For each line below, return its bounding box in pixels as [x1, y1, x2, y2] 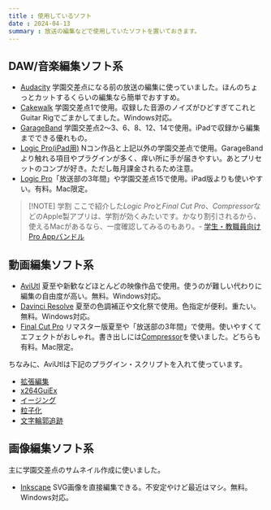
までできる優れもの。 [19, 133, 92, 143]
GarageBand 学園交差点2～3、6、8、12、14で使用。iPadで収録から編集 [19, 123, 261, 133]
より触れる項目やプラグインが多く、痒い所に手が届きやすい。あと [19, 154, 241, 163]
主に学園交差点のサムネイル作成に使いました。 [8, 464, 165, 474]
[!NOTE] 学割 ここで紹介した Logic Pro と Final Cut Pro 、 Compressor [28, 201, 254, 211]
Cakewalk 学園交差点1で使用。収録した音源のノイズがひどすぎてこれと [19, 102, 257, 112]
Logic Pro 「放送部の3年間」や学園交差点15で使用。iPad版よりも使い [19, 174, 249, 184]
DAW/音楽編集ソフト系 [8, 59, 123, 73]
